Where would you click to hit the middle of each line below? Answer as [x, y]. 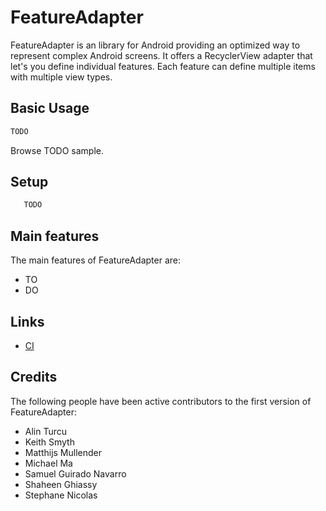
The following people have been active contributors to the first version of [161, 401]
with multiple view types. [61, 77]
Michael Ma [48, 463]
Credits [34, 377]
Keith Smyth [49, 442]
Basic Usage [50, 108]
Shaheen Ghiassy [61, 484]
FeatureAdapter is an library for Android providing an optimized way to [155, 45]
